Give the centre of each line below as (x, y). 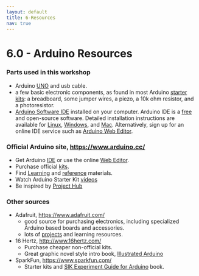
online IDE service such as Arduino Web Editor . (74, 131)
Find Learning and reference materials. (64, 173)
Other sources (28, 202)
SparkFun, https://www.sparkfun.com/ (63, 260)
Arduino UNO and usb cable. (51, 85)
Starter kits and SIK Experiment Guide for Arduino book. (94, 267)
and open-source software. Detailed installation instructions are (95, 118)
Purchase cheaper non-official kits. (68, 247)
